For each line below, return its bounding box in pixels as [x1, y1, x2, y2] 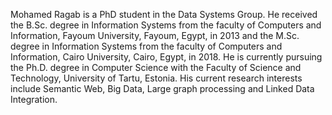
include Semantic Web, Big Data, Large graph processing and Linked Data [10, 83, 315, 94]
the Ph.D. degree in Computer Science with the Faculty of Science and [10, 62, 302, 73]
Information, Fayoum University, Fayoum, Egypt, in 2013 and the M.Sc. [10, 30, 300, 41]
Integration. [10, 94, 58, 105]
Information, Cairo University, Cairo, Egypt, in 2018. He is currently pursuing [10, 51, 323, 63]
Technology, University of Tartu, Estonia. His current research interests [10, 72, 303, 84]
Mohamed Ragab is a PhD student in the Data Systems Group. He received [10, 9, 318, 20]
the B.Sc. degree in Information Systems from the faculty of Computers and [10, 19, 322, 31]
